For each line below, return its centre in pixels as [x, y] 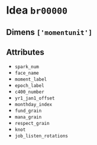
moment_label [31, 80]
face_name [27, 73]
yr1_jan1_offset [35, 98]
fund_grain [28, 111]
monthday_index [33, 105]
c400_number [29, 92]
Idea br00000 [37, 10]
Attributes [25, 52]
